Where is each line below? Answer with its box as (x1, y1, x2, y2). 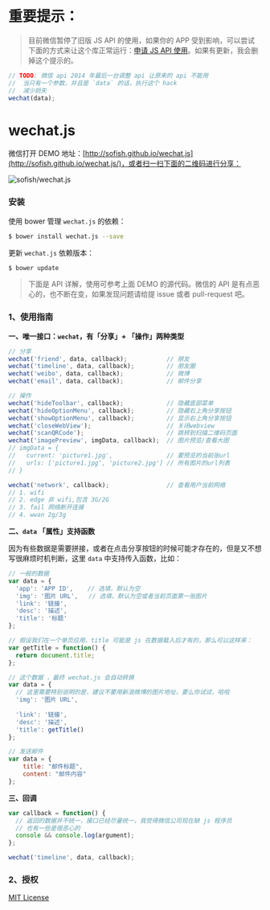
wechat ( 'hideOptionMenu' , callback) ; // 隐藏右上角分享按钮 (8, 407, 231, 415)
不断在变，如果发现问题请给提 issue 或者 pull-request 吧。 (55, 289, 249, 299)
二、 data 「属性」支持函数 (8, 527, 95, 536)
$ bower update (8, 264, 59, 272)
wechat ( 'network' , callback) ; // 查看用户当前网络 (8, 481, 226, 489)
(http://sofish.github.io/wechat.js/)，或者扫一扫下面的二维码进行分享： (8, 158, 241, 169)
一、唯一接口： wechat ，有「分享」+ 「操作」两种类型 (8, 331, 185, 341)
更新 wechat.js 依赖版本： (8, 248, 95, 257)
